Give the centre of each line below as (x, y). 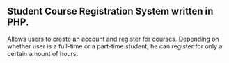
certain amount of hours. (43, 53)
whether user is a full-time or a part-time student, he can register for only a (115, 46)
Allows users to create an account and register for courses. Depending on (113, 39)
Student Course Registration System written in (110, 11)
